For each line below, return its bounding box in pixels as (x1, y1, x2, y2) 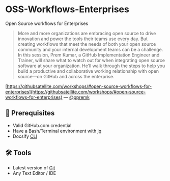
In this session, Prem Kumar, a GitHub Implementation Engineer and (17, 52, 160, 58)
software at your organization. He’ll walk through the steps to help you (17, 63, 165, 69)
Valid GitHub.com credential (12, 122, 72, 128)
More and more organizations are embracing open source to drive (17, 30, 156, 36)
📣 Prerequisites (5, 109, 55, 117)
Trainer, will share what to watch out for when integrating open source (17, 57, 165, 63)
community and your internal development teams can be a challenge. (17, 46, 163, 52)
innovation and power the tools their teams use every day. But (17, 36, 148, 42)
